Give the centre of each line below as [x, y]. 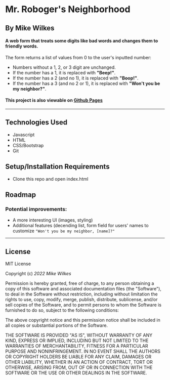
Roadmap [21, 195]
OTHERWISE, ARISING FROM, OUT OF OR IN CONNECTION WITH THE [79, 367]
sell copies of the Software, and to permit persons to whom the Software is [83, 305]
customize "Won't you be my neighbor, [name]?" [64, 231]
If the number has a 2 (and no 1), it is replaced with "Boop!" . [75, 78]
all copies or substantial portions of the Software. [56, 325]
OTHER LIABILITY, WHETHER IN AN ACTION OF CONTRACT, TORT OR [79, 362]
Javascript [24, 135]
